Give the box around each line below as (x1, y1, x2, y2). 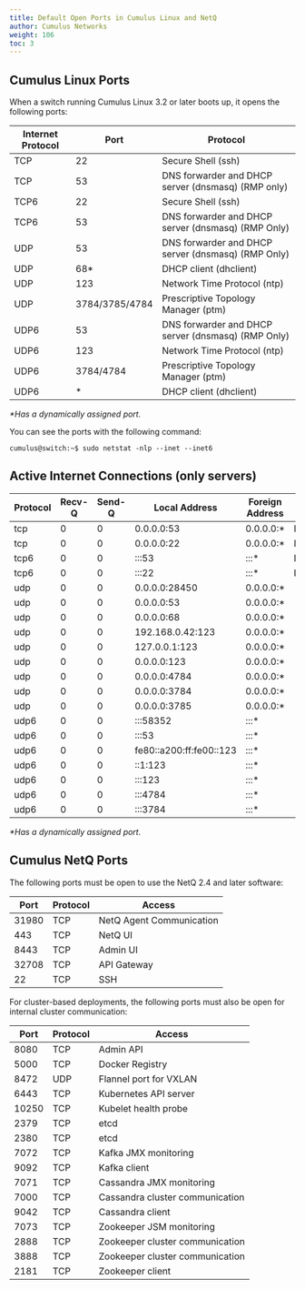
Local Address (153, 501, 218, 514)
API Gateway (98, 958, 153, 971)
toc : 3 (9, 38, 34, 48)
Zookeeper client (98, 1264, 171, 1277)
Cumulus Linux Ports (9, 72, 130, 87)
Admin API (98, 1042, 143, 1055)
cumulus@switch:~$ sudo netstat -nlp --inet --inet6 (9, 444, 213, 453)
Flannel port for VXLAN (98, 1072, 198, 1085)
